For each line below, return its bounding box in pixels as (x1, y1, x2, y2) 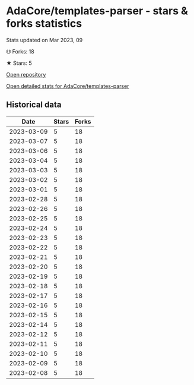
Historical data (6, 100, 62, 110)
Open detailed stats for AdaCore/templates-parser (6, 82, 129, 90)
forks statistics (6, 17, 82, 30)
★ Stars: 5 (6, 59, 32, 67)
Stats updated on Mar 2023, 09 (6, 36, 83, 43)
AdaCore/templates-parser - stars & (6, 4, 189, 18)
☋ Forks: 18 (6, 48, 34, 55)
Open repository (6, 71, 46, 78)
